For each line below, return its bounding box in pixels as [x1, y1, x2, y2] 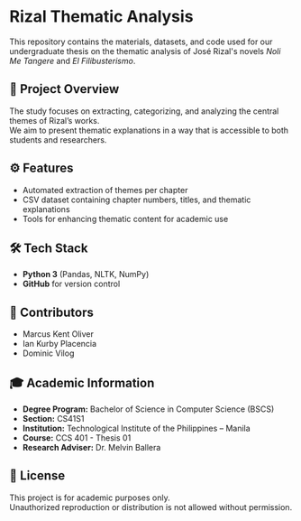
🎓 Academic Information [9, 375, 155, 390]
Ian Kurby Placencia [22, 339, 97, 349]
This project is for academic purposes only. [9, 492, 170, 503]
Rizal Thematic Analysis [9, 6, 194, 27]
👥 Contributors [9, 304, 95, 320]
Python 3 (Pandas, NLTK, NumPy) [22, 269, 150, 280]
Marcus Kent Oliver [22, 329, 95, 340]
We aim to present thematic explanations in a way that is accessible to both [9, 125, 289, 135]
